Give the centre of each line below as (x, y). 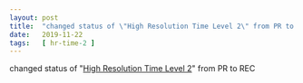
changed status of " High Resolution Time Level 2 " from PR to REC (132, 69)
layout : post (34, 18)
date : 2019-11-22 (46, 34)
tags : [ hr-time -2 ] (52, 43)
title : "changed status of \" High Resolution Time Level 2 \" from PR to (152, 26)
